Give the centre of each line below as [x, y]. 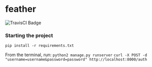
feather [21, 9]
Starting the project [29, 35]
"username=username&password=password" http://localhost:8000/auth [76, 60]
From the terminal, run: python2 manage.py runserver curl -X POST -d [76, 55]
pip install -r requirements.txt [40, 46]
